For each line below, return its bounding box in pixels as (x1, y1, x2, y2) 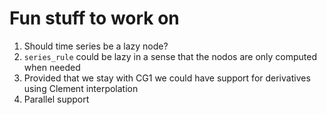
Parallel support (23, 93, 90, 105)
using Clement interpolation (23, 82, 139, 94)
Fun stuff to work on (9, 7, 180, 30)
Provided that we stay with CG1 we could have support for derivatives (23, 72, 311, 84)
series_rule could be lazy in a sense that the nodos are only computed (23, 50, 317, 62)
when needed (23, 61, 81, 73)
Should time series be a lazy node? (23, 40, 169, 52)
